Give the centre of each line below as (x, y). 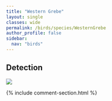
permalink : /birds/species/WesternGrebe (56, 28)
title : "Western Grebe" (35, 11)
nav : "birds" (27, 44)
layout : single (25, 17)
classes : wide (23, 22)
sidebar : (17, 39)
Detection (24, 68)
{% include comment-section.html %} (52, 93)
